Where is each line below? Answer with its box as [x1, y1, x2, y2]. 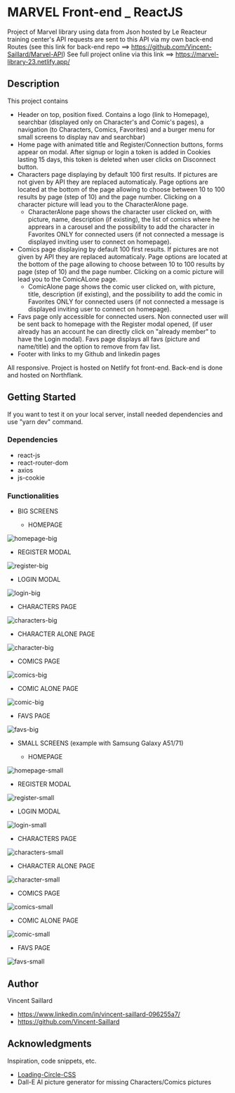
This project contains [7, 96, 69, 105]
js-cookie [17, 473, 46, 482]
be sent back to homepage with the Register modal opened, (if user [17, 320, 213, 328]
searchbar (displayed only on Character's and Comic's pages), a [17, 118, 204, 126]
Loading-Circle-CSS [17, 1070, 76, 1078]
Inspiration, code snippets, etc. [7, 1056, 97, 1065]
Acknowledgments [7, 1038, 93, 1050]
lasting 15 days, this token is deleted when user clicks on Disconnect [17, 155, 216, 163]
